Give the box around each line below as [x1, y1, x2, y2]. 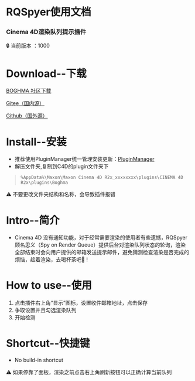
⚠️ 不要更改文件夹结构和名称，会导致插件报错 [6, 191, 116, 198]
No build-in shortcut [14, 356, 63, 364]
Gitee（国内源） [6, 100, 45, 107]
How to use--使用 [6, 279, 92, 292]
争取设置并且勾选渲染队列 [14, 306, 77, 314]
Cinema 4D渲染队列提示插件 [6, 28, 87, 36]
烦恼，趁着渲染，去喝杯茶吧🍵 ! [14, 256, 88, 263]
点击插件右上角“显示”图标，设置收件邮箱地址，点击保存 [14, 299, 148, 306]
